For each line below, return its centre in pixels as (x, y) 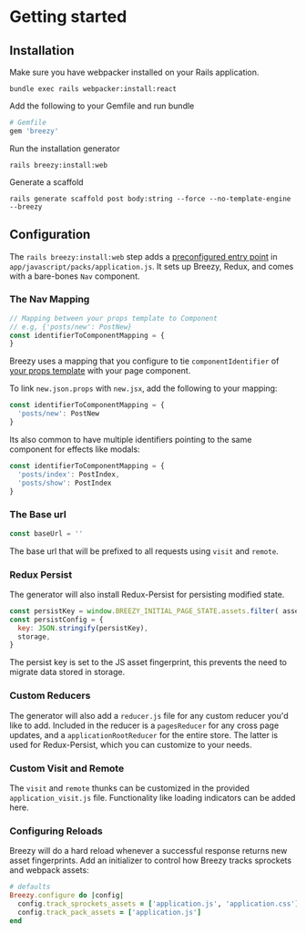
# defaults (30, 887)
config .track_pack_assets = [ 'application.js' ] (110, 912)
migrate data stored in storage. (67, 672)
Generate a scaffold (46, 182)
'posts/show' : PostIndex (65, 483)
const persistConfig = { (56, 620)
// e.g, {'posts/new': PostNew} (71, 327)
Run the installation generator (65, 149)
